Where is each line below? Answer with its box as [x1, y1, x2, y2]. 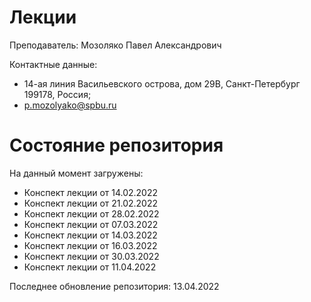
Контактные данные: [9, 58, 98, 70]
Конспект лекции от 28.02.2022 [23, 207, 160, 220]
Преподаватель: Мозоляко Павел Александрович [9, 39, 222, 51]
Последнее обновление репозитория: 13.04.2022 [9, 280, 220, 292]
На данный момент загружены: [9, 167, 144, 179]
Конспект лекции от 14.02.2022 [23, 186, 159, 198]
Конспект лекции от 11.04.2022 [23, 261, 157, 273]
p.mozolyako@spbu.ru [23, 99, 117, 111]
